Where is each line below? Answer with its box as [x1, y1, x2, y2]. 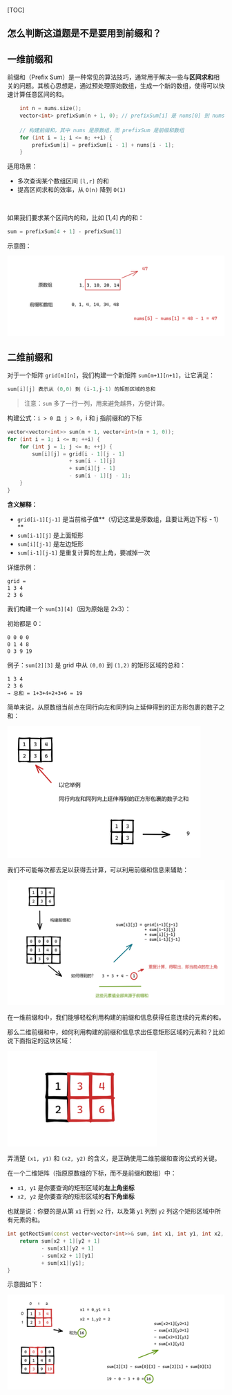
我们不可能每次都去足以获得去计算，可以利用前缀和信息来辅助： [7, 865, 188, 874]
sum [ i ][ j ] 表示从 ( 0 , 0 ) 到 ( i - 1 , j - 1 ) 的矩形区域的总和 [7, 386, 156, 393]
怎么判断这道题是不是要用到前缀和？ [7, 28, 162, 39]
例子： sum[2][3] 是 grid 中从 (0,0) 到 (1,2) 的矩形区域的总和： [7, 660, 186, 669]
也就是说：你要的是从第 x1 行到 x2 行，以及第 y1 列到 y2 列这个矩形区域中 [7, 1207, 215, 1216]
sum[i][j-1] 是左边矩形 [17, 539, 84, 548]
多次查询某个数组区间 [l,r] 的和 [17, 177, 109, 186]
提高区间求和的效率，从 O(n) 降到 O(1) [17, 186, 126, 194]
